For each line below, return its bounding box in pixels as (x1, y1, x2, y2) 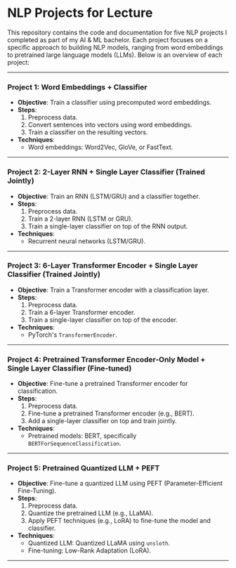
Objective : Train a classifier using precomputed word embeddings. (17, 98, 212, 107)
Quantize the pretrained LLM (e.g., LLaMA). (27, 509, 154, 517)
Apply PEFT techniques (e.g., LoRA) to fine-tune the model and (27, 517, 211, 525)
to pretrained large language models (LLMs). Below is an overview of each (7, 51, 223, 59)
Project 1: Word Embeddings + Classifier (7, 82, 147, 92)
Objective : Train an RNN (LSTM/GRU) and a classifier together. (17, 192, 200, 200)
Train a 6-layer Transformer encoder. (27, 308, 136, 316)
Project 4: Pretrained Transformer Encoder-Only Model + (7, 354, 206, 364)
